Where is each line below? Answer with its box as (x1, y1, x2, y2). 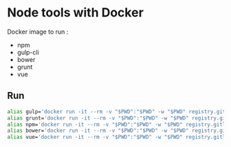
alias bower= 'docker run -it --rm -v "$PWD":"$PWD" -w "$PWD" (7, 127, 189, 135)
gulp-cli (16, 48, 39, 56)
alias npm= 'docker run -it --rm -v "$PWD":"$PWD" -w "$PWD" (7, 121, 184, 128)
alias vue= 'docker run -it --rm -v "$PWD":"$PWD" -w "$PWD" (7, 134, 184, 141)
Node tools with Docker (7, 5, 144, 21)
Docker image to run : (7, 27, 69, 36)
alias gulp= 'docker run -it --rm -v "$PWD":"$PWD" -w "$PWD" (7, 108, 186, 115)
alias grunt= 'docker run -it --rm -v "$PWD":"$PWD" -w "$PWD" (7, 115, 189, 122)
